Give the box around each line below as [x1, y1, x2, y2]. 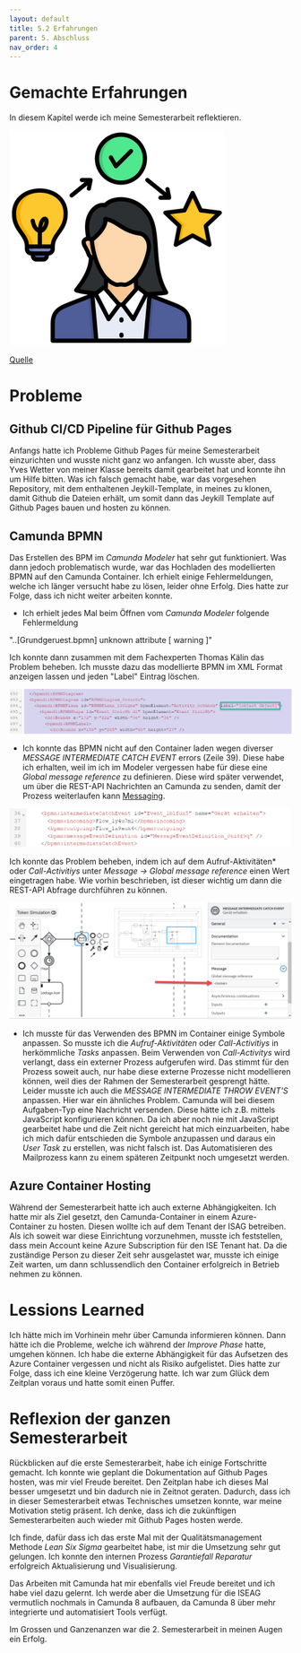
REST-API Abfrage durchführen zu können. [9, 884, 168, 895]
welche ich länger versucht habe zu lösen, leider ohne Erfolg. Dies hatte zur [9, 581, 289, 591]
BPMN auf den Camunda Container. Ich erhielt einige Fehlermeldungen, [9, 571, 273, 582]
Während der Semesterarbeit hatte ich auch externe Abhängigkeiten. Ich [9, 1202, 277, 1213]
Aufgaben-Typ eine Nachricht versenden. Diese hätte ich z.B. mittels [21, 1104, 276, 1116]
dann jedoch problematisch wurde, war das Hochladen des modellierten [9, 561, 276, 572]
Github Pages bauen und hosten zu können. [9, 502, 172, 513]
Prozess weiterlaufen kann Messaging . [21, 790, 166, 802]
